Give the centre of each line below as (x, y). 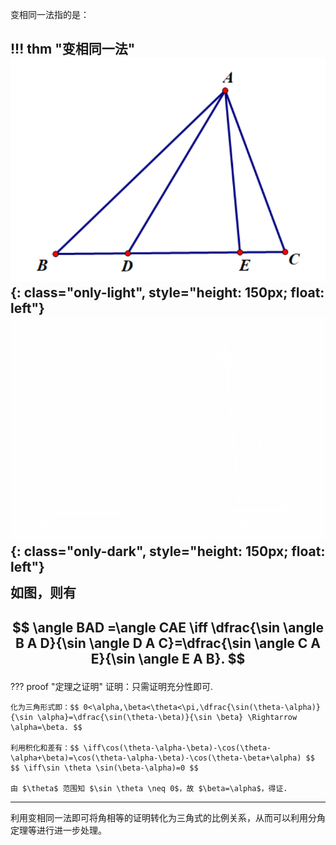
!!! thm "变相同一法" (73, 49)
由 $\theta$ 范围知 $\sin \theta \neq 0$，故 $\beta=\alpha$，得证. (149, 788)
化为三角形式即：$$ (45, 707)
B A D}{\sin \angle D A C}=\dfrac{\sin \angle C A (168, 643)
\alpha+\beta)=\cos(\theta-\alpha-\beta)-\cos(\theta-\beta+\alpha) (156, 758)
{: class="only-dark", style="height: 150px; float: (168, 551)
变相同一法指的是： (50, 14)
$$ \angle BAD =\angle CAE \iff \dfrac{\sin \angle (168, 627)
